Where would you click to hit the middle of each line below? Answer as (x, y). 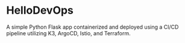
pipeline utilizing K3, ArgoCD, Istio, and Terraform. (68, 33)
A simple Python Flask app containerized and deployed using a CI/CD (92, 27)
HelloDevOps (40, 10)
